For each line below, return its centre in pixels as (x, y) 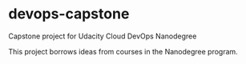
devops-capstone (69, 14)
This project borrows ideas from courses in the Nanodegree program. (123, 51)
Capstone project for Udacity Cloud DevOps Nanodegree (103, 36)
